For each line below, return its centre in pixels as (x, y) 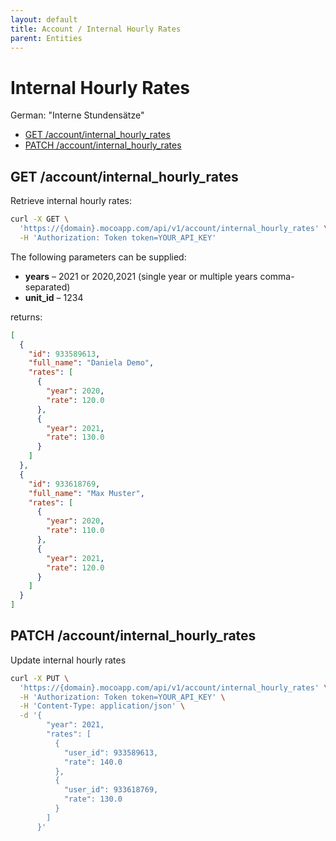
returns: (26, 317)
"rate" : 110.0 (75, 531)
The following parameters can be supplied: (98, 257)
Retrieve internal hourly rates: (71, 201)
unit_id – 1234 (54, 297)
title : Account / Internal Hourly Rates (96, 29)
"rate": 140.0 (93, 762)
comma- (277, 276)
